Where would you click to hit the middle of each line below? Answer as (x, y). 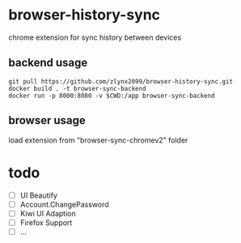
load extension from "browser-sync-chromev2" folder (98, 140)
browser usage (47, 120)
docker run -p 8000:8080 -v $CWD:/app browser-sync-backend (112, 96)
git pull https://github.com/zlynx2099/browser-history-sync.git (120, 81)
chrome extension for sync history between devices (95, 37)
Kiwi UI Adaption (48, 213)
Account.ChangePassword (64, 204)
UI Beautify (39, 195)
